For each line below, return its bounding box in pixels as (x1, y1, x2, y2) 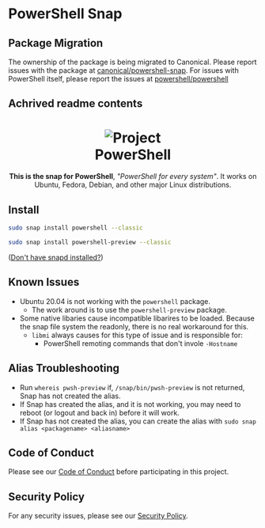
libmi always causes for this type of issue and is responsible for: (31, 330, 243, 340)
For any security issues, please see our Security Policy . (8, 511, 188, 521)
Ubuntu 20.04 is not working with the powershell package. (19, 296, 211, 306)
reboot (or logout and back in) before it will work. (19, 408, 180, 417)
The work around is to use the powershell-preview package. (31, 305, 227, 314)
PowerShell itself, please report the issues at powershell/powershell (8, 74, 229, 83)
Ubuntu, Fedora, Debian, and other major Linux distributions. (34, 180, 232, 190)
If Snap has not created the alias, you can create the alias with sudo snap (19, 416, 257, 426)
